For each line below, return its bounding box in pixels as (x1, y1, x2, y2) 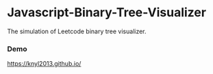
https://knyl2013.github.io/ (7, 60, 82, 68)
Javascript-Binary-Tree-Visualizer (7, 5, 207, 20)
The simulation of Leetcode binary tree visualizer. (7, 27, 147, 35)
